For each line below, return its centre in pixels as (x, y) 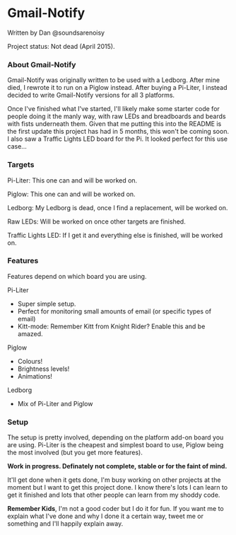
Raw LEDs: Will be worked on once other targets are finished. (96, 222)
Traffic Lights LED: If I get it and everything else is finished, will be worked (115, 235)
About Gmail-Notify (42, 64)
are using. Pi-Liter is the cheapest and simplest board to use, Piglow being (116, 445)
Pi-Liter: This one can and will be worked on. (72, 180)
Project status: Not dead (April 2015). (61, 46)
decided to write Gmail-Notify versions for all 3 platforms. (91, 95)
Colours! (30, 361)
